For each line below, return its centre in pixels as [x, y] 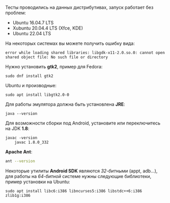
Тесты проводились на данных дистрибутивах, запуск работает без [79, 7]
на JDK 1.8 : [17, 129]
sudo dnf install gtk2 [29, 76]
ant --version [20, 161]
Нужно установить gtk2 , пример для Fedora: [54, 67]
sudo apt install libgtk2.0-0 [37, 95]
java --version [21, 114]
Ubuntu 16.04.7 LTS [33, 23]
